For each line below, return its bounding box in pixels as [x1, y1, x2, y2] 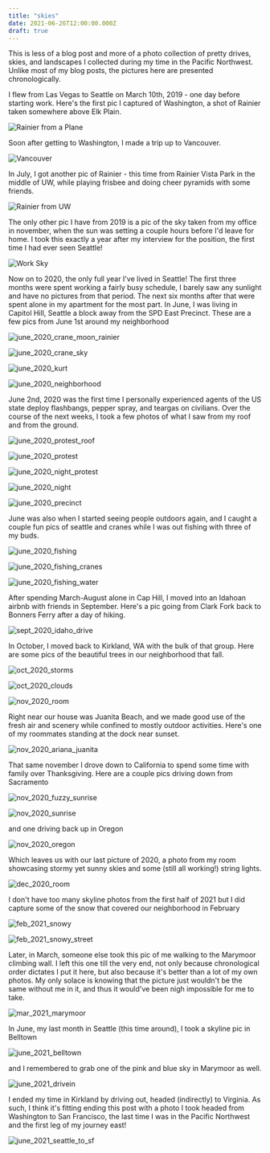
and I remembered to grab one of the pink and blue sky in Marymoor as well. [8, 1064, 262, 1073]
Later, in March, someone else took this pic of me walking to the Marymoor [8, 950, 256, 960]
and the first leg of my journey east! [8, 1120, 127, 1130]
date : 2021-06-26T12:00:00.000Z [8, 19, 117, 27]
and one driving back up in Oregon [8, 824, 124, 834]
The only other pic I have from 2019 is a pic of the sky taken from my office [8, 218, 257, 227]
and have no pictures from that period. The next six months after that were [8, 291, 256, 301]
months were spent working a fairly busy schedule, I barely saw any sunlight [8, 283, 262, 292]
